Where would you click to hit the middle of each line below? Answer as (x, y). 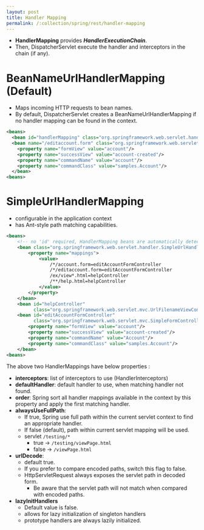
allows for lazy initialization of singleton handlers (85, 514)
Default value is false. (51, 507)
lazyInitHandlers (36, 501)
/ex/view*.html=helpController (89, 276)
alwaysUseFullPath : (41, 411)
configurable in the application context (63, 218)
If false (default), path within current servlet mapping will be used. (107, 430)
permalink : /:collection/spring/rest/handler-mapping (76, 23)
